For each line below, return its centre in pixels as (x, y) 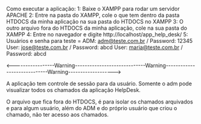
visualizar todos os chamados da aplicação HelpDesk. (73, 90)
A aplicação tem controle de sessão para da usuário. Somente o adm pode (99, 83)
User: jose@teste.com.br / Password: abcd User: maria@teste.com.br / (94, 47)
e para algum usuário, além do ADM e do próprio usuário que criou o (92, 108)
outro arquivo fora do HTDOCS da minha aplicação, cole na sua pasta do (97, 28)
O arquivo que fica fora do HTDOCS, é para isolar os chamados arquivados (100, 102)
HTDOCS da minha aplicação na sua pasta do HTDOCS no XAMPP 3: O (95, 21)
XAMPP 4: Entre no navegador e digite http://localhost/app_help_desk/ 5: (97, 34)
